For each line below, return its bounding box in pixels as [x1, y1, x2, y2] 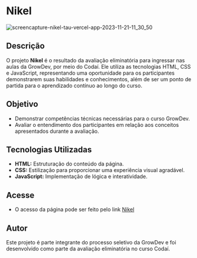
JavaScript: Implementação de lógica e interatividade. [14, 173, 148, 180]
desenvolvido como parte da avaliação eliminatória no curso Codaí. [6, 245, 170, 252]
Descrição [6, 41, 45, 51]
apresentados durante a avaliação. [14, 128, 99, 135]
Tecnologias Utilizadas [6, 144, 92, 155]
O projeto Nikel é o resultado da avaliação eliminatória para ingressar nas [6, 56, 185, 63]
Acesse [6, 190, 35, 200]
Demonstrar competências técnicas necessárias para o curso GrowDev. [14, 114, 190, 122]
